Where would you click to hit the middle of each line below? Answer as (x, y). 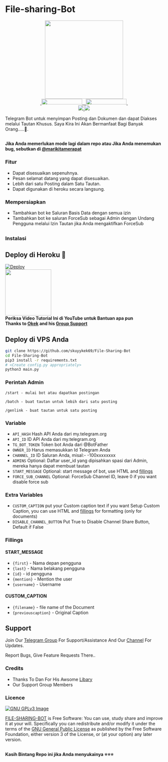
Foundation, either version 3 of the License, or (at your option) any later (79, 734)
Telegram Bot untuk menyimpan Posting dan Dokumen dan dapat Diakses (81, 118)
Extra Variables (24, 495)
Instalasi (16, 238)
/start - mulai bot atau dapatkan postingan (52, 393)
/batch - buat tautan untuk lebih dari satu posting (61, 402)
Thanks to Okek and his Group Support (46, 324)
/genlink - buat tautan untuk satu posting (51, 410)
